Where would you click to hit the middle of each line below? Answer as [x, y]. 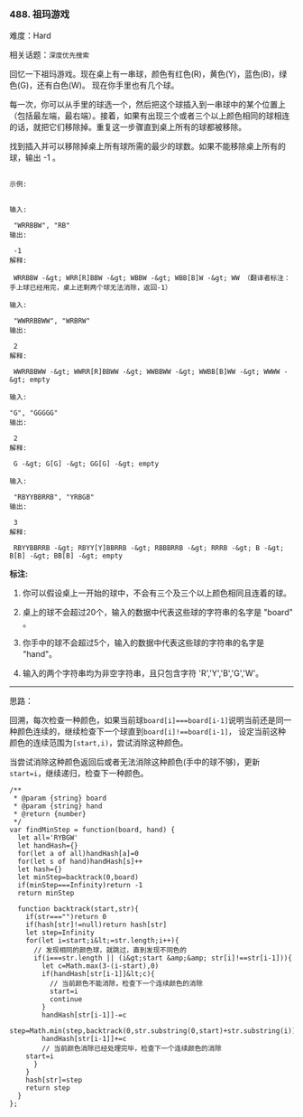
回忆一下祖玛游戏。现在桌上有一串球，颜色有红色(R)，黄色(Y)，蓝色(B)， [144, 74]
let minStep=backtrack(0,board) [78, 878]
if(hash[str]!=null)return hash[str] [96, 925]
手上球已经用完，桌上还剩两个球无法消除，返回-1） [91, 288]
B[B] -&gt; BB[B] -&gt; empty [66, 556]
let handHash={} [48, 846]
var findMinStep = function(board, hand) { [92, 830]
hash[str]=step [54, 1080]
